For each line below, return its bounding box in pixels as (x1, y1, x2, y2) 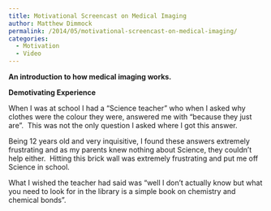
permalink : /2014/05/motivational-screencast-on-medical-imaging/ (8, 27, 238, 35)
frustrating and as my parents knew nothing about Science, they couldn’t (8, 145, 252, 154)
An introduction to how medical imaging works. (8, 72, 172, 81)
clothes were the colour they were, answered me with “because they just (8, 112, 252, 122)
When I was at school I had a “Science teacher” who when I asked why (8, 103, 246, 113)
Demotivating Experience (8, 88, 96, 97)
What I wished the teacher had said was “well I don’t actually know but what (8, 178, 263, 187)
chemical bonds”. (8, 196, 67, 205)
